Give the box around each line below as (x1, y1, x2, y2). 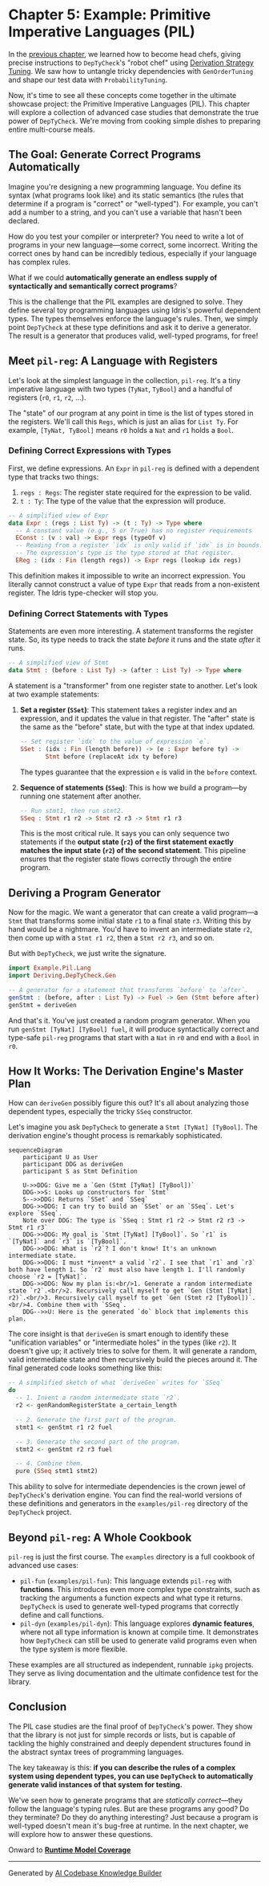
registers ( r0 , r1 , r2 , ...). (8, 392, 86, 402)
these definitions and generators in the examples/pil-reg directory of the (8, 1499, 248, 1508)
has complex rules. (8, 257, 71, 267)
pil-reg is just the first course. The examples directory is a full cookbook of (8, 1552, 255, 1561)
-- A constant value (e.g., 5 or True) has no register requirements (15, 526, 252, 535)
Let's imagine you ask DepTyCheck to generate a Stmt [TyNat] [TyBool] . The (8, 1122, 258, 1132)
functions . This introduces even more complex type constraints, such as (19, 1584, 260, 1594)
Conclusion (8, 1700, 67, 1714)
